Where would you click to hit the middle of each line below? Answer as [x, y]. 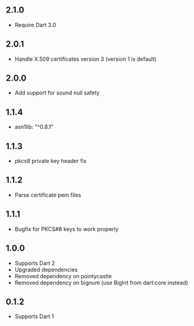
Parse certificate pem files [48, 195]
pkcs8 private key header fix [50, 161]
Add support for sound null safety [57, 93]
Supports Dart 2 [35, 263]
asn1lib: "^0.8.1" [34, 127]
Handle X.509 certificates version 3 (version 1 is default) [85, 59]
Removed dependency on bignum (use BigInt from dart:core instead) [101, 282]
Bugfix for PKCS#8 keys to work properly [66, 229]
